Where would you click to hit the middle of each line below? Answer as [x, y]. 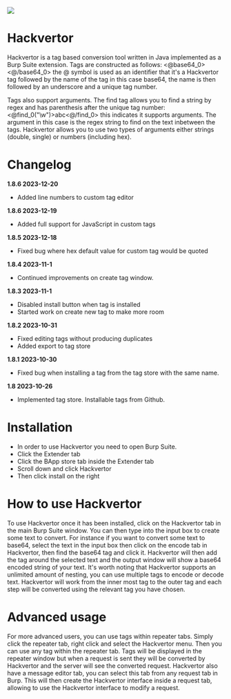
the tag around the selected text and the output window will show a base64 [114, 559]
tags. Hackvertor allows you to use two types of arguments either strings [111, 129]
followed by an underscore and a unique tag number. [82, 86]
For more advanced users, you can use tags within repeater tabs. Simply [110, 636]
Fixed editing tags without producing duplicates [85, 338]
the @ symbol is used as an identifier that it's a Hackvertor [136, 72]
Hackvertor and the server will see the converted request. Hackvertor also [113, 665]
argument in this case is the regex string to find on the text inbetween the [111, 122]
